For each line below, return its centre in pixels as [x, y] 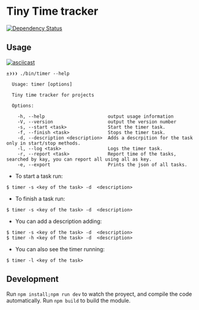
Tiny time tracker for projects [53, 95]
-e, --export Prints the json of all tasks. [103, 164]
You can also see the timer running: [60, 249]
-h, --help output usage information [96, 116]
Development [33, 279]
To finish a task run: [40, 198]
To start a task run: [39, 176]
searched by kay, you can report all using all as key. [79, 159]
